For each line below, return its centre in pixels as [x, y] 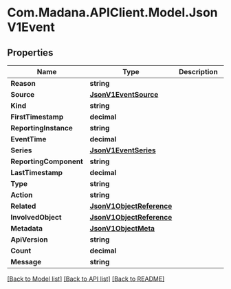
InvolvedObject [36, 217]
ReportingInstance [42, 128]
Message [26, 262]
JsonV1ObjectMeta [122, 228]
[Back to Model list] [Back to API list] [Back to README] [86, 279]
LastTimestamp [37, 173]
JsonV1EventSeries [123, 150]
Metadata [27, 228]
